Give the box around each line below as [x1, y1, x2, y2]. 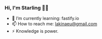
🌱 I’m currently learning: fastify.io [11, 16, 79, 21]
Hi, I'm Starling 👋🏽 [4, 4, 49, 11]
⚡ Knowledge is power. [11, 28, 59, 34]
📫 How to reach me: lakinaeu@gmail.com [11, 21, 97, 27]
